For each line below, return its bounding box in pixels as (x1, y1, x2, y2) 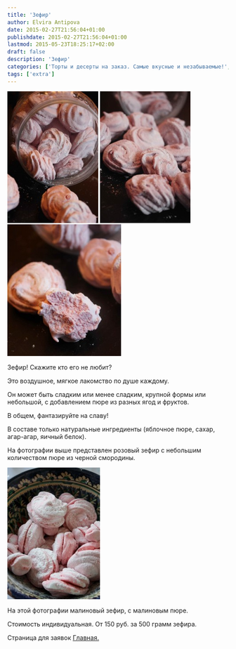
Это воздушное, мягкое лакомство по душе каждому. (7, 376, 170, 385)
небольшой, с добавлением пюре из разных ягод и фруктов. (7, 398, 190, 406)
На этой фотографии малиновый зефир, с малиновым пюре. (7, 606, 188, 615)
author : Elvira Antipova (7, 18, 80, 26)
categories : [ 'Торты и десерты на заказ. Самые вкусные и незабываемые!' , (7, 63, 231, 70)
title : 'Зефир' (7, 11, 52, 18)
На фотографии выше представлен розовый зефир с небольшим (7, 446, 202, 454)
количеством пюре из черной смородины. (7, 453, 136, 461)
